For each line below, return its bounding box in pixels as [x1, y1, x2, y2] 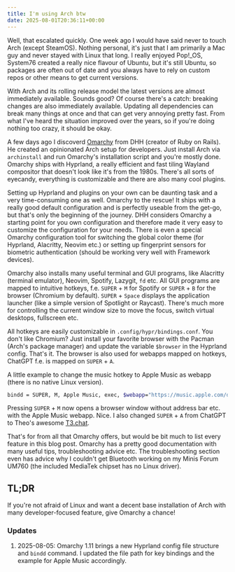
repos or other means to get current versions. [7, 73, 138, 81]
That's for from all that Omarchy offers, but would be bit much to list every [7, 432, 222, 441]
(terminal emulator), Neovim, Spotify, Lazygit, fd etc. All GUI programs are [7, 276, 220, 284]
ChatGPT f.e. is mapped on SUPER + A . [7, 356, 115, 365]
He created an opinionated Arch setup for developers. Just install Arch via [7, 145, 220, 153]
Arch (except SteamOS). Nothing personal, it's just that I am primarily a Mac [7, 43, 226, 52]
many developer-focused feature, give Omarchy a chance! [7, 508, 176, 517]
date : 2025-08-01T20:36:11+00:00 [7, 17, 105, 24]
